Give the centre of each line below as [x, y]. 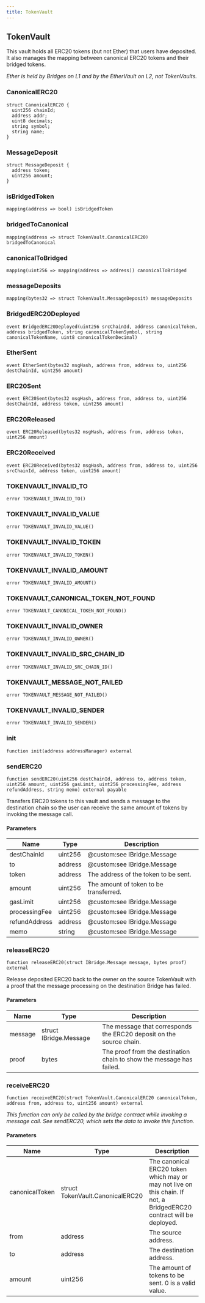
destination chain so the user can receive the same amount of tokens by [97, 807]
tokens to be [167, 1275]
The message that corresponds [147, 1026]
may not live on [171, 1184]
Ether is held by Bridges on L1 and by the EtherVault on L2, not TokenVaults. [102, 76]
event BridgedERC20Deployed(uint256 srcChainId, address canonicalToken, [102, 327]
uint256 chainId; [34, 110]
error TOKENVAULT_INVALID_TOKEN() [50, 555]
